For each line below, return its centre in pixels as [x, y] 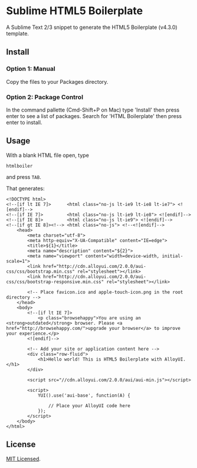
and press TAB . [24, 177]
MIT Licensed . [24, 459]
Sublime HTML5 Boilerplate [75, 11]
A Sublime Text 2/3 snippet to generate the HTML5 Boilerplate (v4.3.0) [92, 27]
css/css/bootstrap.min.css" [41, 271]
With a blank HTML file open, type [48, 155]
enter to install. [24, 122]
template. [18, 33]
